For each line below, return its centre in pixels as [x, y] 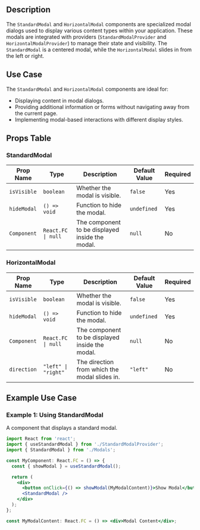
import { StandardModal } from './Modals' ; [61, 450]
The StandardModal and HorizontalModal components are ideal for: [87, 89]
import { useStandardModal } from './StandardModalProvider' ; [85, 444]
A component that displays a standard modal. [62, 428]
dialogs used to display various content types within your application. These [99, 30]
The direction [95, 362]
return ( [22, 477]
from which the [98, 369]
